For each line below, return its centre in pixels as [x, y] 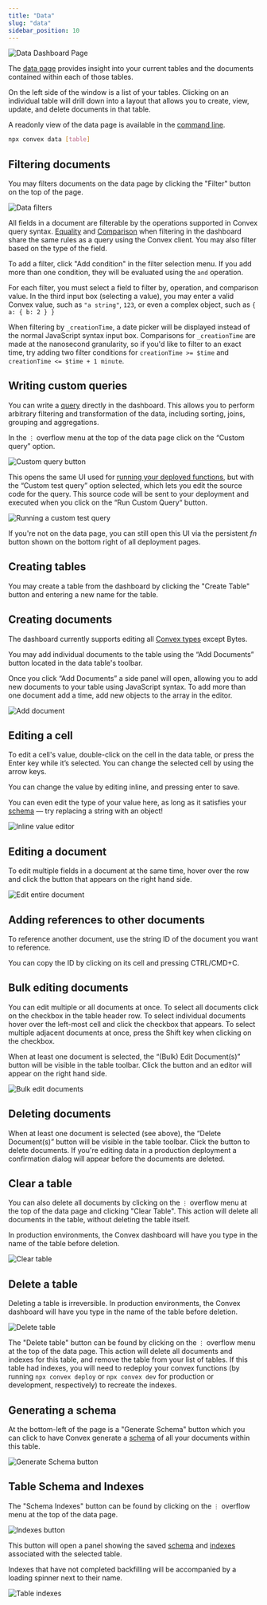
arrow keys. [27, 772]
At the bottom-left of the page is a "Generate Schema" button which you [127, 1429]
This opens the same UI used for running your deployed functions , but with [131, 477]
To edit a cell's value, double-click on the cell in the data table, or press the [131, 755]
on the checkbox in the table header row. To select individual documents [127, 1015]
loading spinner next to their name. [66, 1577]
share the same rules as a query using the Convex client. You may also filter [132, 240]
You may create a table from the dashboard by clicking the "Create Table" [129, 586]
